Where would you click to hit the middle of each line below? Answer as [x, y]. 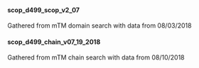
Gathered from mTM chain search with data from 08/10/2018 [96, 57]
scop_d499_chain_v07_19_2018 [54, 42]
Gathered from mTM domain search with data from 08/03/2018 [99, 25]
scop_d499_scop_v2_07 [44, 10]
